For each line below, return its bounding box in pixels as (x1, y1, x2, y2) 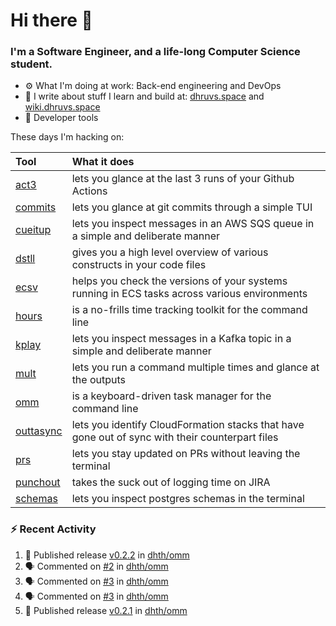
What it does (71, 155, 135, 169)
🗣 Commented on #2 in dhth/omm (24, 560, 169, 572)
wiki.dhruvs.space (24, 101, 101, 113)
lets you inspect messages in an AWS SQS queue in (71, 217, 315, 231)
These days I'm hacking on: (10, 131, 125, 143)
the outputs (71, 373, 127, 387)
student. (10, 57, 53, 71)
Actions (71, 184, 108, 198)
